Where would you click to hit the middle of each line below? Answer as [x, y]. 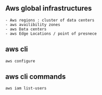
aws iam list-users [26, 88]
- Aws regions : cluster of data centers [50, 20]
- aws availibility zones [33, 25]
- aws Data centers [26, 29]
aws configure [20, 61]
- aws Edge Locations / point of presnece [51, 33]
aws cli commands [36, 77]
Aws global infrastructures [49, 8]
